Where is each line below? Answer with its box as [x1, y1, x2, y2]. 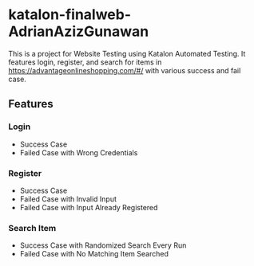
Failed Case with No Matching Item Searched [19, 249, 169, 259]
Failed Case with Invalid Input [19, 194, 117, 204]
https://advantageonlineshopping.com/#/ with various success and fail [8, 65, 241, 75]
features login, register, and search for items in [8, 57, 162, 67]
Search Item [8, 222, 57, 233]
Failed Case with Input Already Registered [19, 202, 158, 212]
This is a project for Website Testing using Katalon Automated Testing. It [8, 49, 246, 58]
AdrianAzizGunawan [8, 22, 149, 41]
